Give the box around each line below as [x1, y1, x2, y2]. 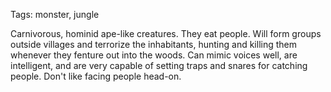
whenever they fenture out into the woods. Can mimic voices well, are [10, 49, 298, 61]
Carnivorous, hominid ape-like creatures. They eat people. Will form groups [10, 28, 322, 39]
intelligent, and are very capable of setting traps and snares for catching [10, 60, 308, 71]
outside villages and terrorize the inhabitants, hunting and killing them [10, 39, 298, 50]
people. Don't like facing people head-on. [10, 70, 182, 82]
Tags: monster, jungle [10, 9, 100, 20]
